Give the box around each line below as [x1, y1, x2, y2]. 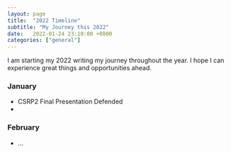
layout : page [7, 10, 46, 18]
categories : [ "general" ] [7, 37, 81, 44]
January [7, 81, 37, 91]
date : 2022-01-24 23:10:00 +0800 [7, 30, 113, 38]
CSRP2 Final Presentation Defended [17, 97, 123, 106]
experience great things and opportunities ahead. [7, 64, 152, 72]
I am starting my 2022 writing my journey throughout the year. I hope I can [7, 56, 225, 64]
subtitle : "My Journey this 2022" [7, 23, 110, 30]
